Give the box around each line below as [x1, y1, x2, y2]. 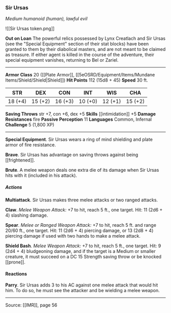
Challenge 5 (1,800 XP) [5, 122, 54, 128]
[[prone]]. [5, 259, 25, 265]
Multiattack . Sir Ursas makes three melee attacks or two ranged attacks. [5, 197, 158, 203]
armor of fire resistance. [5, 142, 56, 148]
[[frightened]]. [5, 157, 35, 163]
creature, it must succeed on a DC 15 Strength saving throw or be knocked [5, 254, 162, 260]
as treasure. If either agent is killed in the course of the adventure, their [5, 51, 154, 58]
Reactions [5, 271, 27, 277]
